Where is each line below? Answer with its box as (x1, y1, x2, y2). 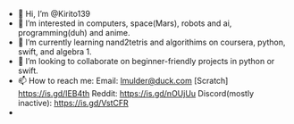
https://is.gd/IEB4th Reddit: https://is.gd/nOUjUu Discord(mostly (17, 88, 255, 98)
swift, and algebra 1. (17, 46, 92, 57)
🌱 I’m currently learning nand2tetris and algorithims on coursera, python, (17, 37, 286, 47)
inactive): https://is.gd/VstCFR (17, 98, 130, 108)
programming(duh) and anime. (17, 28, 131, 37)
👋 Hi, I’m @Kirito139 (17, 9, 91, 19)
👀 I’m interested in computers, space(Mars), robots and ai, (17, 18, 232, 29)
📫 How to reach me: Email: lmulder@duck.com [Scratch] (17, 76, 229, 86)
